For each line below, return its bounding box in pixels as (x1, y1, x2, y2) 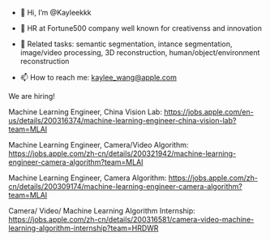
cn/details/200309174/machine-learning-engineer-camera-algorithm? (8, 182, 243, 191)
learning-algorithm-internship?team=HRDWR (8, 223, 159, 233)
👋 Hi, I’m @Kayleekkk (19, 8, 92, 17)
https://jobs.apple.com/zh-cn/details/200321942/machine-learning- (8, 148, 237, 158)
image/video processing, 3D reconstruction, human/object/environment (19, 48, 260, 57)
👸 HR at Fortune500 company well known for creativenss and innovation (19, 24, 262, 32)
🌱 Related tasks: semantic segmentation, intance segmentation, (19, 39, 233, 49)
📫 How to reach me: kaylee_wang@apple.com (19, 73, 177, 82)
